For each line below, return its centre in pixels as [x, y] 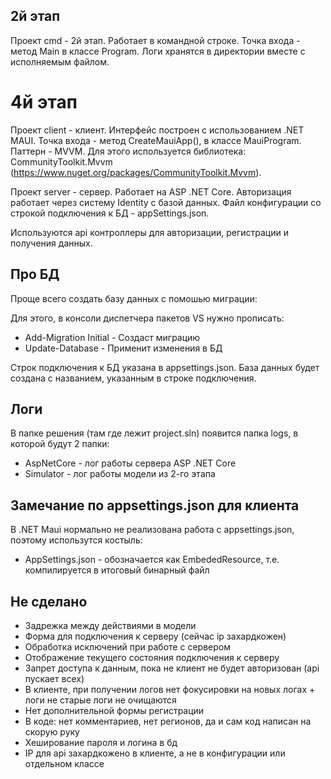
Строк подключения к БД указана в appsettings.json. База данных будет [165, 367]
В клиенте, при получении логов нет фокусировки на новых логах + [170, 689]
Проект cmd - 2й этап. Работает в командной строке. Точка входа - [155, 40]
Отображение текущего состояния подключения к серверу [152, 657]
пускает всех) [54, 678]
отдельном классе [64, 763]
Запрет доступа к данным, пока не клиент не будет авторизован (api [172, 668]
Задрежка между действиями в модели [110, 625]
